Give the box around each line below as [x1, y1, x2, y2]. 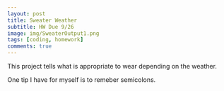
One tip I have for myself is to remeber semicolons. [7, 76, 156, 84]
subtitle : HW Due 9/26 [7, 23, 74, 30]
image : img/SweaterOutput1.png [7, 29, 100, 37]
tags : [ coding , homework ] [7, 36, 83, 43]
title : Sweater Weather [7, 17, 78, 24]
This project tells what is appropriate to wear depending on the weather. [7, 62, 218, 70]
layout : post [7, 10, 46, 17]
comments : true [7, 43, 52, 50]
